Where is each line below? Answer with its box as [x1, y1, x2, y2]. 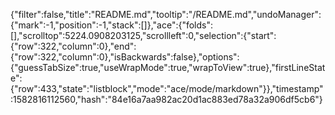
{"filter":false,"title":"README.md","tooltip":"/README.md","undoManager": [10, 9, 322, 20]
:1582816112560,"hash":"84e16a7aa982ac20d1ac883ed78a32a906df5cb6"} [10, 94, 323, 105]
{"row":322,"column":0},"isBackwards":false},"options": [10, 51, 240, 63]
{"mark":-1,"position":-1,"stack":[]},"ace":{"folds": [10, 19, 214, 31]
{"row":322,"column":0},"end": [10, 40, 137, 52]
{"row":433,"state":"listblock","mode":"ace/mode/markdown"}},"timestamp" [10, 83, 324, 94]
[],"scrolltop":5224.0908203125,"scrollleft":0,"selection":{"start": [10, 30, 277, 41]
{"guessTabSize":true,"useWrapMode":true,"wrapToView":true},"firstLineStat [10, 62, 326, 73]
